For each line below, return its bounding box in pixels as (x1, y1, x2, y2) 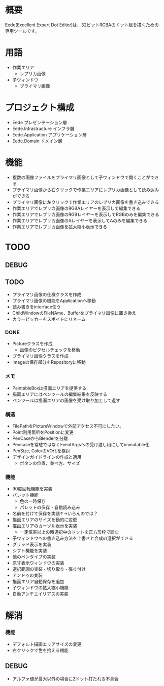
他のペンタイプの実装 (12, 554, 56, 560)
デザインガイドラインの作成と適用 (12, 454, 82, 460)
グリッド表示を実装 (12, 542, 52, 548)
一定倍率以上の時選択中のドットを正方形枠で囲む (19, 529, 119, 535)
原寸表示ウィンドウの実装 (12, 560, 65, 566)
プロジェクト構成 (5, 102, 75, 114)
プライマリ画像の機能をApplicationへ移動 (12, 298, 96, 304)
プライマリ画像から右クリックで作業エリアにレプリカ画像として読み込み (12, 186, 159, 193)
